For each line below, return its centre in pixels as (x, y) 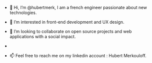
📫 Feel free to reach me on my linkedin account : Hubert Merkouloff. (78, 55)
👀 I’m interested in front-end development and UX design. (67, 22)
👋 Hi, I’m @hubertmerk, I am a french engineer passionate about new (78, 8)
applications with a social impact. (43, 37)
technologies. (23, 13)
